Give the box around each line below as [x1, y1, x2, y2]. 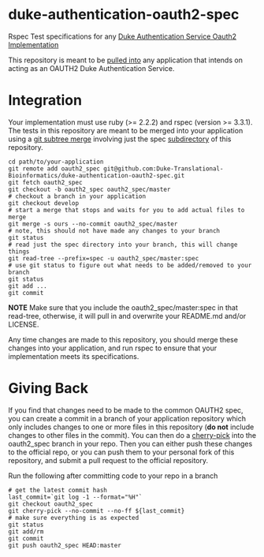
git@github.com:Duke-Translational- [103, 164, 224, 173]
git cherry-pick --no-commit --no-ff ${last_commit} [8, 507, 185, 514]
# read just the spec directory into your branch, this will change [8, 241, 238, 249]
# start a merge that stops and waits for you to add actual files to [8, 206, 245, 214]
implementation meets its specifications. [8, 351, 139, 361]
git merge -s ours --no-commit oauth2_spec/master [8, 219, 178, 228]
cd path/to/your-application [8, 158, 104, 166]
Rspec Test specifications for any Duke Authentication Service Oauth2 [8, 32, 237, 41]
